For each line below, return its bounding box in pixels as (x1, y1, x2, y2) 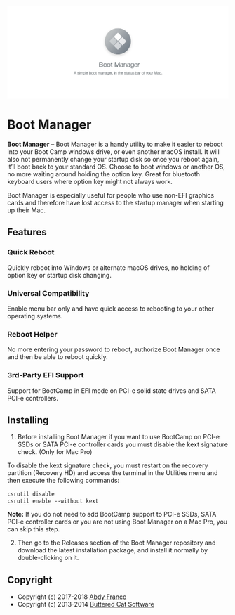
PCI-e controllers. (7, 394, 58, 402)
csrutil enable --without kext (7, 498, 99, 505)
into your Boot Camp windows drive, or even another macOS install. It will (7, 148, 220, 156)
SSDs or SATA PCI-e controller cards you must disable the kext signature (17, 440, 229, 448)
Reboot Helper (7, 329, 58, 339)
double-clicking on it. (17, 554, 79, 562)
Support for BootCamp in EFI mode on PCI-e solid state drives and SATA (7, 386, 216, 395)
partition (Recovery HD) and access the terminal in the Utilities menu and (7, 469, 218, 477)
